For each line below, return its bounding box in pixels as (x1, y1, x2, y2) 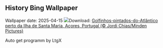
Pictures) (5, 28, 24, 34)
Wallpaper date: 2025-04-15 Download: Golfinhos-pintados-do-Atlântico (5, 17, 158, 24)
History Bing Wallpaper (5, 4, 78, 12)
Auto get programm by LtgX (5, 37, 62, 43)
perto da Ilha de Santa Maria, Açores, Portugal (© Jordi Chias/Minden (5, 23, 147, 28)
